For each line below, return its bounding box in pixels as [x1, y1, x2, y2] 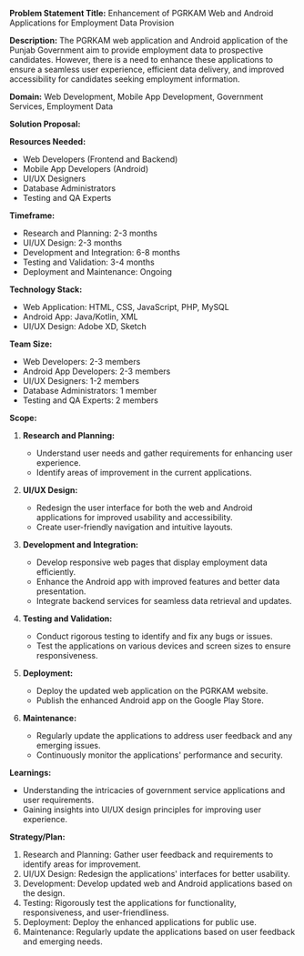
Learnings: [9, 768, 52, 778]
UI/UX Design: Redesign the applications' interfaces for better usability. [22, 869, 290, 879]
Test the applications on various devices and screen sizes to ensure [35, 640, 291, 651]
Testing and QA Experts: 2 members [22, 395, 159, 406]
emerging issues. [35, 740, 102, 750]
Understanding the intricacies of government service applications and [22, 785, 286, 795]
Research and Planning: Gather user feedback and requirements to [22, 850, 274, 860]
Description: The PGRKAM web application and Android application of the [9, 35, 289, 45]
